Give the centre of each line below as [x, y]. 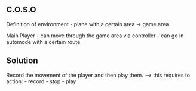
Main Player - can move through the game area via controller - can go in [95, 36]
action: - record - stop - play [41, 81]
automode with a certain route [43, 42]
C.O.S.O [21, 10]
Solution [22, 61]
